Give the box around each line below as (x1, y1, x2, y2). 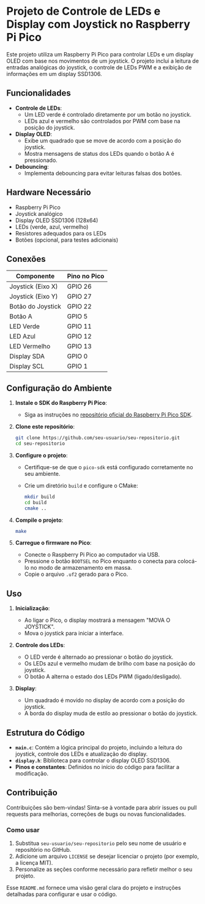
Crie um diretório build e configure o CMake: (24, 481, 139, 489)
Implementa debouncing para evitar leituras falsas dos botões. (24, 169, 182, 177)
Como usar (6, 825, 40, 834)
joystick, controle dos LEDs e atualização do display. (15, 750, 148, 758)
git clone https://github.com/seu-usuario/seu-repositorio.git (15, 435, 181, 441)
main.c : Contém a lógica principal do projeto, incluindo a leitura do (15, 744, 182, 751)
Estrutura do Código (6, 727, 85, 738)
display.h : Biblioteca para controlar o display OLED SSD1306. (15, 757, 171, 764)
